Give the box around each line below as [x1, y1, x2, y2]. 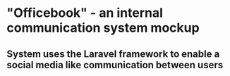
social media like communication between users [6, 58, 224, 71]
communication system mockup [6, 20, 200, 36]
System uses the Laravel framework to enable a [6, 48, 220, 60]
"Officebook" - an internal [6, 5, 164, 21]
